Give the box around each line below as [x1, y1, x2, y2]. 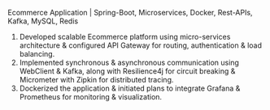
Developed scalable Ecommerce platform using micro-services [19, 32, 231, 41]
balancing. [19, 49, 55, 58]
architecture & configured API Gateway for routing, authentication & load [19, 40, 262, 50]
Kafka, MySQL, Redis [7, 16, 79, 26]
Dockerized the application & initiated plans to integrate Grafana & [19, 83, 241, 93]
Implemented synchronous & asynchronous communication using [19, 57, 239, 67]
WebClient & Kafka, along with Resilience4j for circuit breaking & [19, 66, 236, 76]
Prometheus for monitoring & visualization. [19, 92, 163, 101]
